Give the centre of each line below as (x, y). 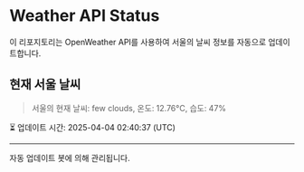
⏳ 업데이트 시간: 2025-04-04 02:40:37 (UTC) (93, 127)
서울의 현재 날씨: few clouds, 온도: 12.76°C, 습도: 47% (129, 108)
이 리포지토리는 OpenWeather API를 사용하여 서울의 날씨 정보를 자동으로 (138, 42)
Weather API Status (85, 16)
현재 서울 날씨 (45, 85)
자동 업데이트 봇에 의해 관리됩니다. (70, 158)
